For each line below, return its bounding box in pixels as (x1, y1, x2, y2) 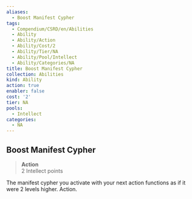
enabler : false (6, 88, 45, 94)
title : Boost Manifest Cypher (6, 65, 83, 72)
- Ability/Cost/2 (12, 43, 56, 49)
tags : (6, 20, 20, 26)
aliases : (6, 9, 29, 15)
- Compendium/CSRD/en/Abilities (12, 26, 94, 32)
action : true (6, 83, 39, 89)
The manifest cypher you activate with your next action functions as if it (6, 179, 186, 186)
